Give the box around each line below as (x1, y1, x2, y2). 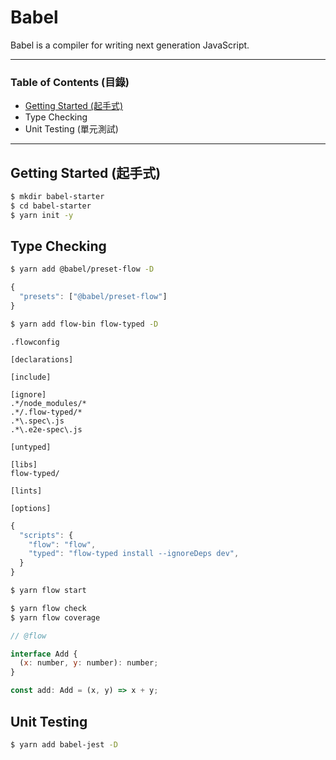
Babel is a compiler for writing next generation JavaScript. (10, 39, 250, 51)
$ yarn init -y (10, 210, 74, 220)
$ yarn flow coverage (10, 612, 101, 623)
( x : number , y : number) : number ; (19, 658, 159, 668)
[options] (10, 503, 52, 513)
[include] (10, 372, 52, 382)
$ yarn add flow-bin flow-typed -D (10, 319, 159, 329)
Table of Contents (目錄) (10, 75, 130, 89)
